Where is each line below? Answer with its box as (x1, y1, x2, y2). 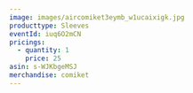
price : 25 (25, 54, 62, 63)
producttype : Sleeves (9, 21, 90, 30)
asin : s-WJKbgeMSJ (9, 63, 77, 72)
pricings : (9, 37, 46, 47)
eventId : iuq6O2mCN (9, 29, 82, 38)
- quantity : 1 (17, 46, 69, 55)
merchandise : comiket (9, 71, 90, 80)
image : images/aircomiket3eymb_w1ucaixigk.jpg (9, 12, 185, 22)
